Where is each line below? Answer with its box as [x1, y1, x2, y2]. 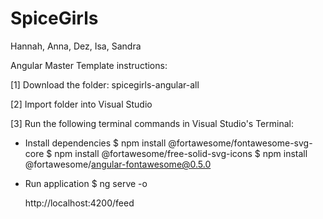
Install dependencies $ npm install [24, 137, 167, 149]
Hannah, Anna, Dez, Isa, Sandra [10, 40, 142, 52]
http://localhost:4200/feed [24, 197, 135, 209]
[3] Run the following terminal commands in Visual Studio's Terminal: [10, 117, 294, 129]
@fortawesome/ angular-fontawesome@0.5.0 [24, 158, 212, 170]
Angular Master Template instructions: [10, 59, 168, 71]
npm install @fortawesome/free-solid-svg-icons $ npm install [54, 147, 308, 159]
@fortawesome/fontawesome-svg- [168, 137, 313, 149]
